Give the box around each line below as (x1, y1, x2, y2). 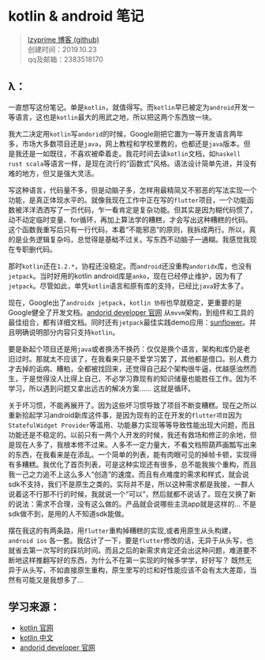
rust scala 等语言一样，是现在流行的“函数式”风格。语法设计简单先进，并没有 (8, 159, 257, 168)
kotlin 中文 (19, 632, 54, 642)
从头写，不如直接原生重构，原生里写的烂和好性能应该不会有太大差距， (21, 565, 250, 575)
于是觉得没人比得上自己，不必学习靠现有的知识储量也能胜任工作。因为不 (21, 373, 257, 383)
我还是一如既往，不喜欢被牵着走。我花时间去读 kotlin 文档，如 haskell (14, 148, 241, 158)
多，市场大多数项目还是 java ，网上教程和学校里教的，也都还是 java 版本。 (8, 139, 244, 148)
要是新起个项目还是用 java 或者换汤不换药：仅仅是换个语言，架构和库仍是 (8, 344, 244, 354)
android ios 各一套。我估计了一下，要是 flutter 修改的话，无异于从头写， (8, 535, 247, 545)
